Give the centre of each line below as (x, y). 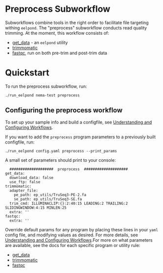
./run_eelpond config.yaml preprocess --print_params (61, 151)
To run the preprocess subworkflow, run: (46, 86)
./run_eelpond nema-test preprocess (42, 95)
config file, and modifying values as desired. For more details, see (71, 235)
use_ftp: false (25, 182)
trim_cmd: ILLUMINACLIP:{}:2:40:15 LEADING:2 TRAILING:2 (69, 203)
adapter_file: (24, 190)
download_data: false (32, 177)
